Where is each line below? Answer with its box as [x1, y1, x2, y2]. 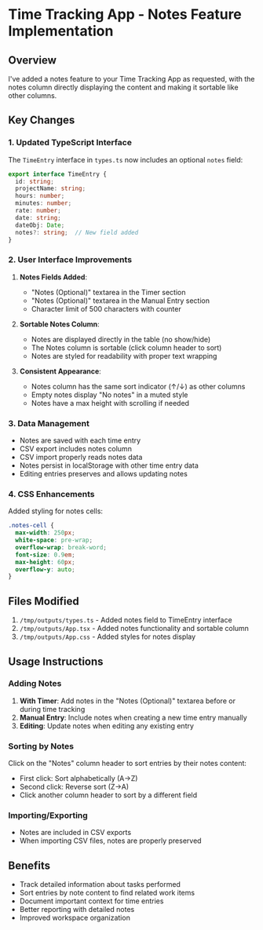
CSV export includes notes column [19, 444, 132, 454]
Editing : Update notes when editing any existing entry [19, 720, 195, 731]
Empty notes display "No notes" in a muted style [31, 390, 188, 399]
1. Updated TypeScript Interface [8, 137, 132, 148]
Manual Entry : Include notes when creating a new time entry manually [19, 713, 247, 722]
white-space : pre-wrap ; [15, 536, 93, 545]
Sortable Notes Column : [19, 319, 100, 329]
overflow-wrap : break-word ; [15, 543, 108, 551]
